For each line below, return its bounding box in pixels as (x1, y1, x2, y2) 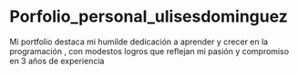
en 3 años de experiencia (9, 55, 105, 66)
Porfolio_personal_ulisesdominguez (9, 6, 289, 27)
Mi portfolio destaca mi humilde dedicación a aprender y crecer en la (9, 36, 269, 47)
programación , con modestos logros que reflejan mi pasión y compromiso (9, 45, 290, 56)
